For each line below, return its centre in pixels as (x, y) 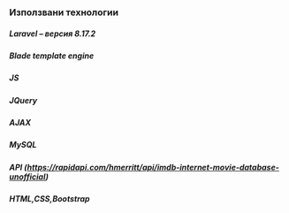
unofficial (27, 176)
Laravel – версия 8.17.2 (53, 34)
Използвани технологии (64, 12)
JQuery (23, 100)
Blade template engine (52, 56)
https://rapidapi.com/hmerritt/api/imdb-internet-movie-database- (153, 167)
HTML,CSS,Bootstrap (49, 199)
